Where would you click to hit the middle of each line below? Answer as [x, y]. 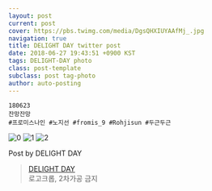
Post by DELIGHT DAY [45, 153]
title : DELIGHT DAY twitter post [65, 46]
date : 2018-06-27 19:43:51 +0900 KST [72, 53]
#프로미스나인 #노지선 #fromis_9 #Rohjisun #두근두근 [90, 122]
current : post [32, 23]
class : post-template [45, 69]
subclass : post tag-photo [52, 76]
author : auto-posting [45, 83]
